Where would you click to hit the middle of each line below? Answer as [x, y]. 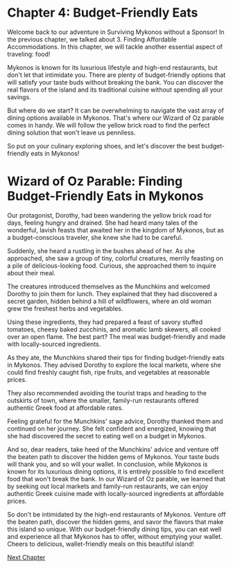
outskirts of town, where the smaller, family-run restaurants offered [103, 400]
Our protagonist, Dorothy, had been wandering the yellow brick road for [110, 215]
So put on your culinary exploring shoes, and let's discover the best [104, 146]
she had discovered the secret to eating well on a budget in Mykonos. [107, 436]
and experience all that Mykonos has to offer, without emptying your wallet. [115, 536]
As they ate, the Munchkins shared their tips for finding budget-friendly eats [116, 357]
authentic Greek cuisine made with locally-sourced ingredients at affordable [115, 493]
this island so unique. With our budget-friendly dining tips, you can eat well [114, 529]
